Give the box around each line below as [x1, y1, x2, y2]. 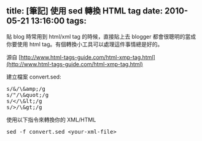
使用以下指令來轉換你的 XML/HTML [6, 116, 96, 123]
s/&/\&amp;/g [6, 85, 46, 92]
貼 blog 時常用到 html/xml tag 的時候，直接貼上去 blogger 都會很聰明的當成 [6, 32, 196, 40]
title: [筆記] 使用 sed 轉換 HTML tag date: [6, 6, 163, 17]
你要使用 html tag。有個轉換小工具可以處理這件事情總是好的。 [6, 40, 163, 48]
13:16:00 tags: [30, 16, 87, 26]
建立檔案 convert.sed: [6, 73, 61, 80]
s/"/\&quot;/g [6, 91, 49, 98]
